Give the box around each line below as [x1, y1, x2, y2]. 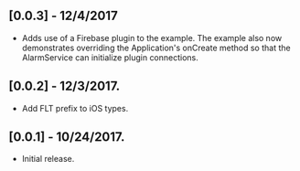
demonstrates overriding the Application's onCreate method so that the [21, 42, 291, 53]
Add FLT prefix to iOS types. [21, 102, 129, 113]
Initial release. [21, 154, 75, 165]
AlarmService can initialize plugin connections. [21, 51, 198, 63]
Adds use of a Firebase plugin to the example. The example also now [21, 32, 283, 43]
